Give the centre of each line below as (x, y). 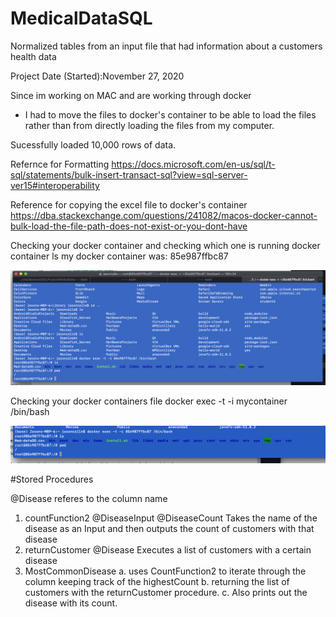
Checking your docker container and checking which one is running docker (165, 245)
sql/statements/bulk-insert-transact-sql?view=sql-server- (129, 174)
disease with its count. (71, 603)
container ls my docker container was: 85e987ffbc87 (119, 256)
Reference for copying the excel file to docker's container (129, 204)
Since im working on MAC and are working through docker (131, 95)
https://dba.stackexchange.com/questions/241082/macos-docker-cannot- (164, 215)
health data (33, 56)
